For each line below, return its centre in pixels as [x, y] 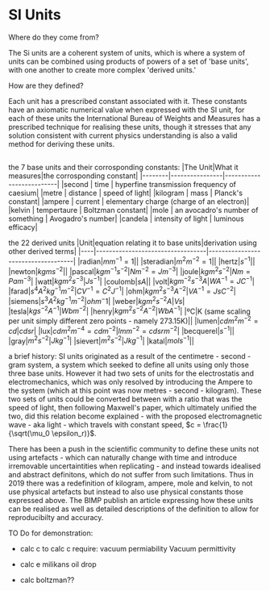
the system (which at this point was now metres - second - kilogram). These [135, 391]
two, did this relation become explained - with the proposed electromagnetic [135, 416]
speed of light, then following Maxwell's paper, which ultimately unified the [133, 408]
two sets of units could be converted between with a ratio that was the [125, 399]
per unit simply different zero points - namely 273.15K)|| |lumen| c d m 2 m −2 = [133, 320]
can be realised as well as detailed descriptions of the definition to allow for [134, 509]
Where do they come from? [54, 37]
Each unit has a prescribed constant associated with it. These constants [128, 101]
